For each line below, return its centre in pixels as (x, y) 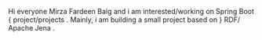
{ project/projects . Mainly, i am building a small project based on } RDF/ (124, 20)
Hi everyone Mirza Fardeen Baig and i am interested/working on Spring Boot (131, 11)
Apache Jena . (31, 28)
